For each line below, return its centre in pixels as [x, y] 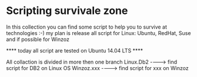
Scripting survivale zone [67, 11]
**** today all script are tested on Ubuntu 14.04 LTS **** [75, 50]
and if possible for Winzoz [38, 39]
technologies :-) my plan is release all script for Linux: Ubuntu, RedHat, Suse [98, 33]
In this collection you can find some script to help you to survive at [87, 27]
